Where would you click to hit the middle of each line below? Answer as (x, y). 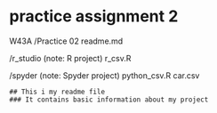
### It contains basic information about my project (109, 100)
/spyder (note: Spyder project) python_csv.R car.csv (104, 75)
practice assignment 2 (94, 16)
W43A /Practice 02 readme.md (66, 41)
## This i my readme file (57, 92)
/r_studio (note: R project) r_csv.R (70, 58)
